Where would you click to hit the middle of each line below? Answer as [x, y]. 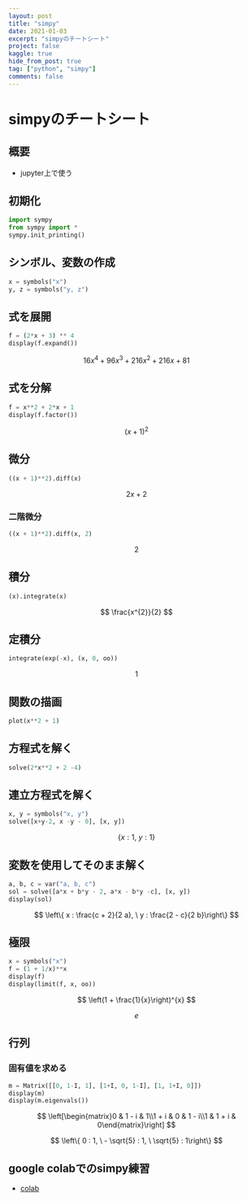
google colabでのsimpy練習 [79, 1168]
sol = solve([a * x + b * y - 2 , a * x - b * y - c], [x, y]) [100, 891]
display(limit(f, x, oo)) [52, 985]
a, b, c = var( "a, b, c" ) [52, 884]
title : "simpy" [34, 24]
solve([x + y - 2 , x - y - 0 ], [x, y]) [67, 822]
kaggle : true [30, 54]
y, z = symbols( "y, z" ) [49, 289]
